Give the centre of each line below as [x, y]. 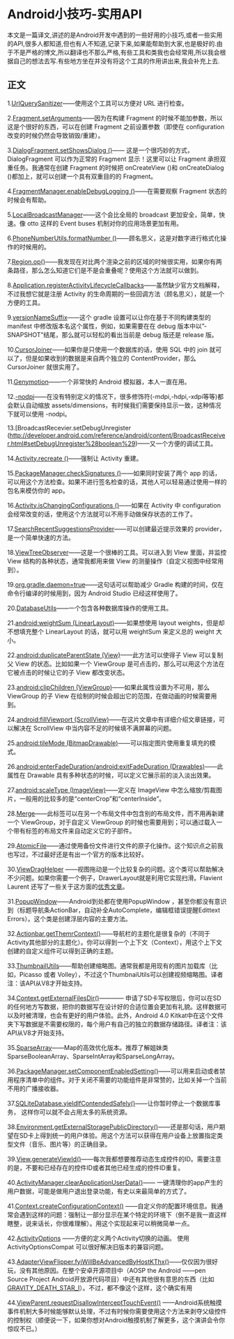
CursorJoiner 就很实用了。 [45, 367]
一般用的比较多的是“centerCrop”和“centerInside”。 [92, 799]
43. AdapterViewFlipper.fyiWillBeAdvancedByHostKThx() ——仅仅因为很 [110, 1262]
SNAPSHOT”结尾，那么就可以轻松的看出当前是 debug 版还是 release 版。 [112, 334]
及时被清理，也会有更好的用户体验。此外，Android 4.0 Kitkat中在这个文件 [118, 1015]
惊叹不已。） [24, 1329]
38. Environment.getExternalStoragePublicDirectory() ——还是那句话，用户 [113, 1127]
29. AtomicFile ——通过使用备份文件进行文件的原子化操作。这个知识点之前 [112, 845]
